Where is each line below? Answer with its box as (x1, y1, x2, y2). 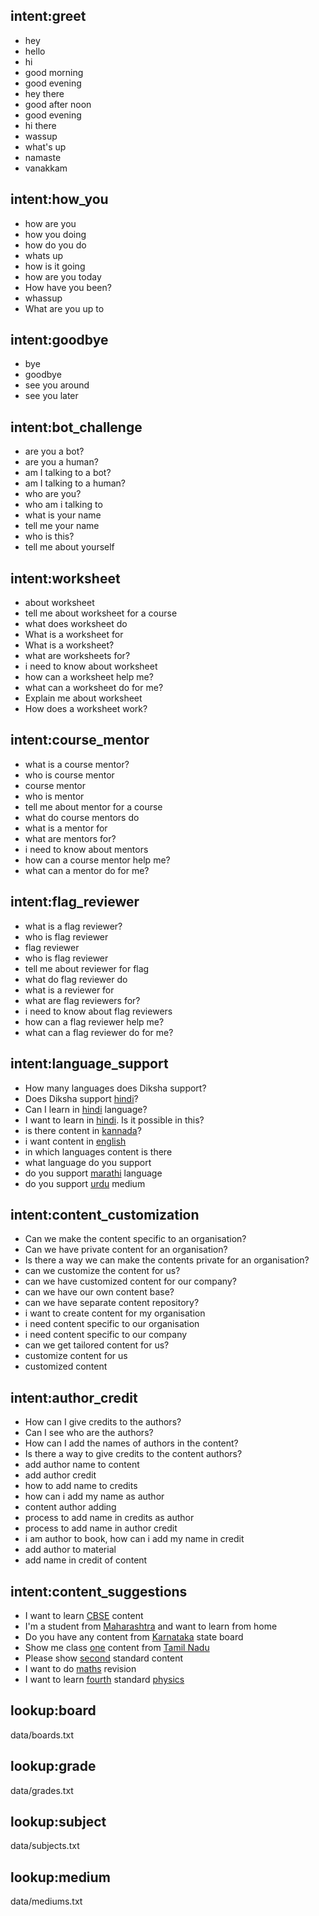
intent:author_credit (10, 1389, 138, 1406)
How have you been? (24, 281, 112, 293)
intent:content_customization (10, 1206, 200, 1223)
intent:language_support (10, 1055, 169, 1073)
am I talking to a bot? (24, 467, 112, 479)
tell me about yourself (24, 541, 115, 553)
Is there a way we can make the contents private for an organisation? (24, 1254, 310, 1266)
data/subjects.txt (10, 1840, 80, 1852)
